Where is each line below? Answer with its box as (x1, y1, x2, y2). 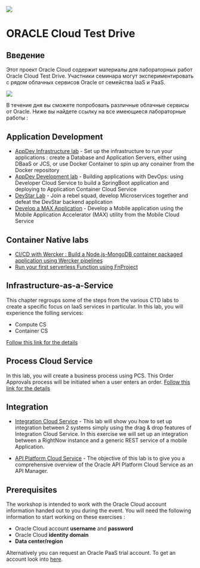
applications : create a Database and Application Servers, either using (14, 154, 187, 161)
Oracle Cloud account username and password (14, 525, 133, 532)
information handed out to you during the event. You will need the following (6, 507, 192, 514)
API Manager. (14, 468, 48, 475)
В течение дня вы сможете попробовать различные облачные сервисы (6, 102, 189, 109)
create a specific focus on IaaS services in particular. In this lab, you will (6, 303, 183, 310)
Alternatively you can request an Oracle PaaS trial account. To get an (6, 549, 176, 557)
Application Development (6, 132, 103, 142)
